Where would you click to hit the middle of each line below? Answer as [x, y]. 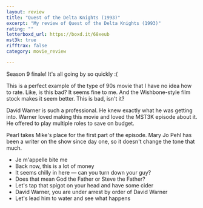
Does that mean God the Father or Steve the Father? [80, 179]
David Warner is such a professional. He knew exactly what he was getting [99, 110]
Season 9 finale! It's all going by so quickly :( [62, 74]
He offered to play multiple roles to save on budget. [70, 123]
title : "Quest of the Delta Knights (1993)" [63, 18]
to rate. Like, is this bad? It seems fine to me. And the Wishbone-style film [98, 92]
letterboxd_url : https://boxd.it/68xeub [58, 35]
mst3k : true [21, 40]
